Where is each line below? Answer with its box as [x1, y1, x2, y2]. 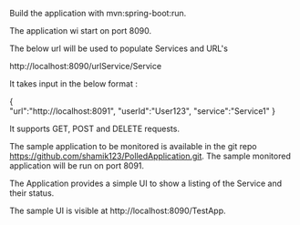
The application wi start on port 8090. [9, 26, 152, 36]
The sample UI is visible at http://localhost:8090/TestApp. [9, 205, 226, 216]
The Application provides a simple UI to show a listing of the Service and [9, 178, 283, 189]
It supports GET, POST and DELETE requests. [9, 123, 181, 134]
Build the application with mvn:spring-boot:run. [9, 8, 187, 18]
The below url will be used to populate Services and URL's [9, 43, 228, 54]
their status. [9, 188, 55, 199]
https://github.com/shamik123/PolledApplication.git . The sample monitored [9, 150, 292, 161]
